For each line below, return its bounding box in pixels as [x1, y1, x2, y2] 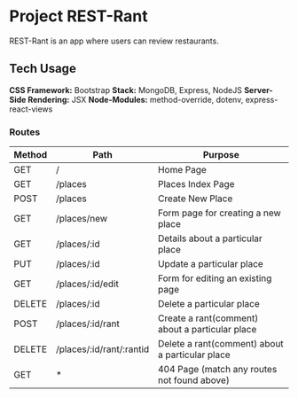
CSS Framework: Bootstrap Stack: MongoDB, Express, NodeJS [9, 84, 242, 95]
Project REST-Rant [9, 6, 148, 27]
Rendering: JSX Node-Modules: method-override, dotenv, [27, 94, 244, 105]
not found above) [158, 374, 231, 386]
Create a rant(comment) [158, 312, 259, 324]
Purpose [202, 149, 239, 161]
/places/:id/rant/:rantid [56, 343, 150, 355]
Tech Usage [9, 61, 77, 76]
